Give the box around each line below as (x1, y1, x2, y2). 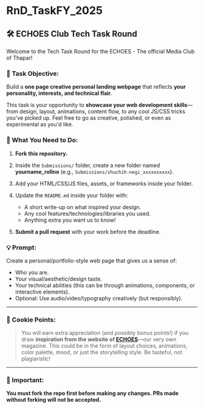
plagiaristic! (21, 355, 50, 362)
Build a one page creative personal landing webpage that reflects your (6, 83, 186, 91)
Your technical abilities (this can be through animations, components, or (15, 281, 195, 289)
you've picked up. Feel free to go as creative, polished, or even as (6, 114, 171, 122)
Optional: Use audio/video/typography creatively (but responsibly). (15, 294, 183, 301)
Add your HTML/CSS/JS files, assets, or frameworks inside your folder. (15, 180, 193, 187)
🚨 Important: (6, 376, 44, 385)
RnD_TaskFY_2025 (6, 4, 103, 18)
